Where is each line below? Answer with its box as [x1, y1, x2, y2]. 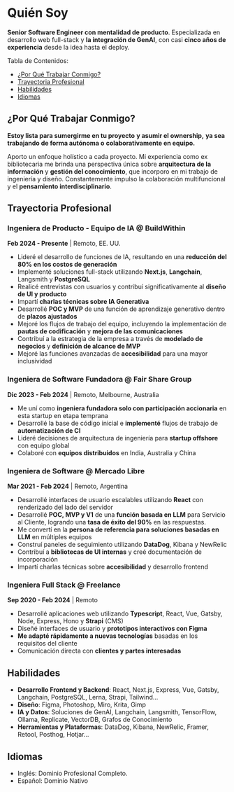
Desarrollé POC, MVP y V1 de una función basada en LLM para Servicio [17, 510, 226, 519]
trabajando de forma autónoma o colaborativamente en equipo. [7, 139, 196, 147]
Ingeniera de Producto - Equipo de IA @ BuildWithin [7, 223, 186, 233]
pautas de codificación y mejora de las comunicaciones [17, 327, 183, 335]
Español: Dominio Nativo [17, 776, 89, 785]
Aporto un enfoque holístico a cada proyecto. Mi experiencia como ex [7, 152, 208, 160]
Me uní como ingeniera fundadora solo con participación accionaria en [17, 404, 227, 412]
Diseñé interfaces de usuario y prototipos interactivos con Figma [17, 625, 207, 633]
